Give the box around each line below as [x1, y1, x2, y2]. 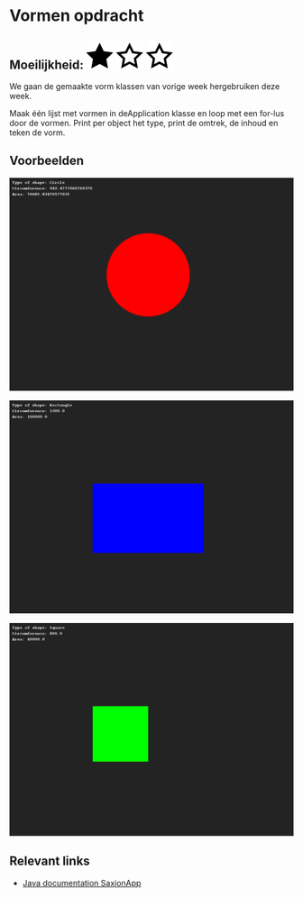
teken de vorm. [9, 127, 66, 138]
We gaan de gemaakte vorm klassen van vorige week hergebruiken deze [9, 81, 280, 91]
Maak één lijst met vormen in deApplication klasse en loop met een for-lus [9, 108, 285, 118]
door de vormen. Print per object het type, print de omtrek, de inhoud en [9, 118, 279, 128]
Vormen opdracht [9, 5, 144, 26]
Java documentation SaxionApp [22, 877, 142, 888]
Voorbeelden [9, 153, 84, 169]
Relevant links [9, 854, 90, 869]
